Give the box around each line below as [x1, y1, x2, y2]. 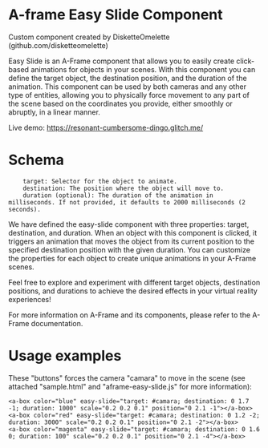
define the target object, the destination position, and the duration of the [8, 73, 247, 83]
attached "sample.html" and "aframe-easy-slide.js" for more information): [8, 381, 253, 391]
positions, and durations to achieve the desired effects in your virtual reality [8, 286, 258, 296]
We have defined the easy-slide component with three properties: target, [8, 219, 250, 229]
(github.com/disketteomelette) [8, 40, 108, 50]
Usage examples [8, 347, 122, 365]
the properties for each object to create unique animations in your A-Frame [8, 253, 257, 263]
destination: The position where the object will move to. [22, 184, 225, 192]
